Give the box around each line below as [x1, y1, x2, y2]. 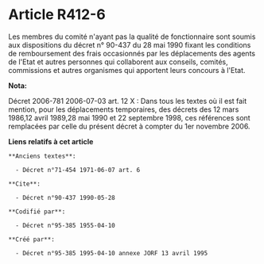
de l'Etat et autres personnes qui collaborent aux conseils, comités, [8, 57, 228, 67]
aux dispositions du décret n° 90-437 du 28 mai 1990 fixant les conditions [8, 40, 251, 49]
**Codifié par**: [8, 208, 66, 216]
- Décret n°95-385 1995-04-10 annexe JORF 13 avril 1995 [15, 249, 208, 257]
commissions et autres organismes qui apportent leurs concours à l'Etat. [8, 65, 246, 75]
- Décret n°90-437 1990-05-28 [15, 193, 115, 201]
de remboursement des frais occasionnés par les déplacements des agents [8, 48, 256, 58]
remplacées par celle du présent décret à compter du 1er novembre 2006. [8, 121, 250, 131]
